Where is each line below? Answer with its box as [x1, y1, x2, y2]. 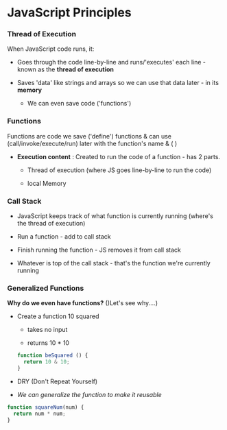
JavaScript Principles [7, 5, 132, 21]
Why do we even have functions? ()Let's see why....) [7, 299, 158, 307]
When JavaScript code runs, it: [7, 45, 95, 53]
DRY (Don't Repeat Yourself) [16, 377, 98, 385]
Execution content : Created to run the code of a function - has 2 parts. [16, 152, 221, 160]
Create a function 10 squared [16, 312, 99, 320]
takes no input [27, 326, 68, 334]
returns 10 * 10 [27, 339, 70, 347]
